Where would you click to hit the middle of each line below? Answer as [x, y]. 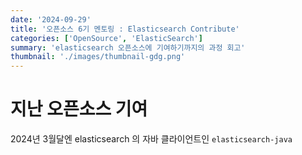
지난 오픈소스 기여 [79, 109]
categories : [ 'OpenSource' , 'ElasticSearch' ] [106, 38]
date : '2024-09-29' [51, 19]
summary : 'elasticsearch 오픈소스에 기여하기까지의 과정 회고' [128, 47]
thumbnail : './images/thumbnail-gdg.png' [98, 57]
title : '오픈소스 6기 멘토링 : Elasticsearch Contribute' [125, 29]
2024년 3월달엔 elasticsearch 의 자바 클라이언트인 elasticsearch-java [151, 139]
